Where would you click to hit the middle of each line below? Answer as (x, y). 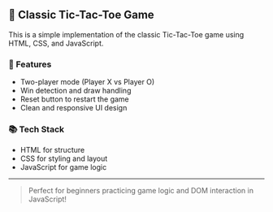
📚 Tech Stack (37, 129)
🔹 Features (30, 64)
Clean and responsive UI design (74, 108)
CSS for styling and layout (64, 158)
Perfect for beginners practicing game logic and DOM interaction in (141, 191)
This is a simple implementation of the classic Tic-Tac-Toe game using (126, 34)
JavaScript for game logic (63, 167)
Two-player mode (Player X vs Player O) (87, 82)
